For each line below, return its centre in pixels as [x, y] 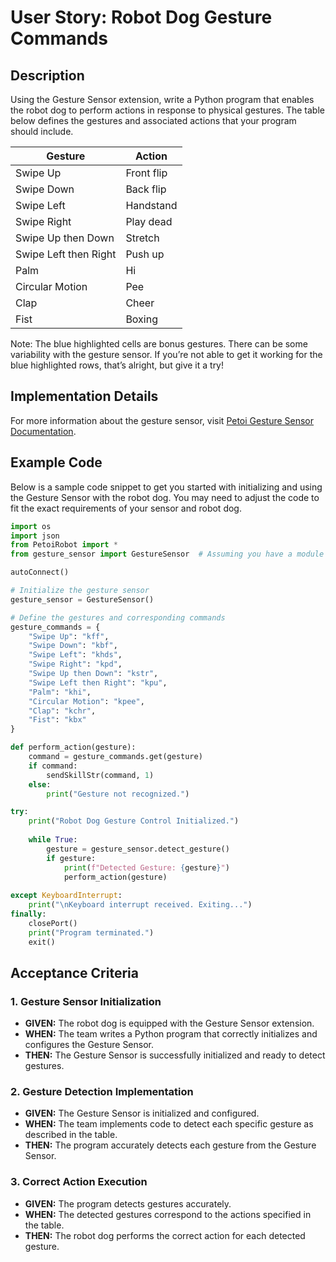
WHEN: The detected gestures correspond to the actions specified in [168, 1214]
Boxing [141, 319]
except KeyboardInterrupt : [66, 896]
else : [40, 784]
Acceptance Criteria [74, 972]
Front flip [146, 173]
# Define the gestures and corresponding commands [118, 617]
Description [47, 75]
